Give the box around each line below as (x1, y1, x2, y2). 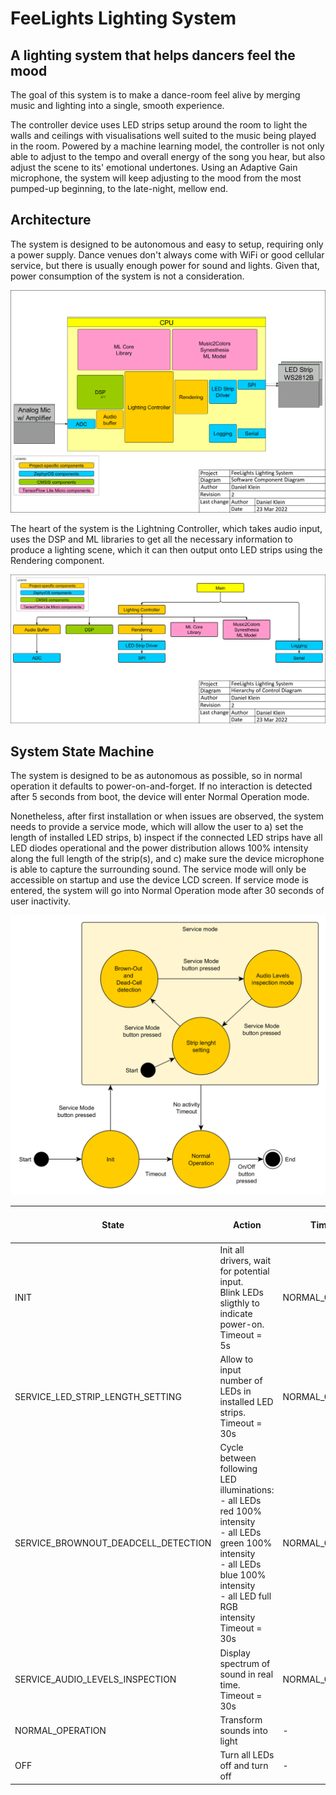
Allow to (219, 1353, 254, 1366)
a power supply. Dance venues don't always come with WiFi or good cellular (10, 248, 325, 261)
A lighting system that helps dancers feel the (10, 47, 296, 64)
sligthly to (219, 1297, 260, 1309)
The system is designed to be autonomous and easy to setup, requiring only (10, 238, 324, 250)
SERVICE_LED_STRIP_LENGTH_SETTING (14, 1390, 182, 1402)
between (219, 1452, 257, 1464)
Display (219, 1647, 251, 1659)
